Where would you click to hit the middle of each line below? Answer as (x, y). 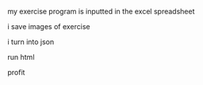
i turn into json (31, 42)
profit (16, 72)
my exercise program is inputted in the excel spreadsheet (101, 11)
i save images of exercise (49, 26)
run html (21, 57)
